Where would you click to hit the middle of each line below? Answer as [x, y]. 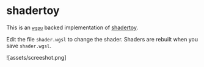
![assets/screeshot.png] [36, 57]
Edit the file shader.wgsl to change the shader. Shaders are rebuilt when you [102, 39]
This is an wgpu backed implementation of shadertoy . [72, 27]
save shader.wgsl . [29, 46]
